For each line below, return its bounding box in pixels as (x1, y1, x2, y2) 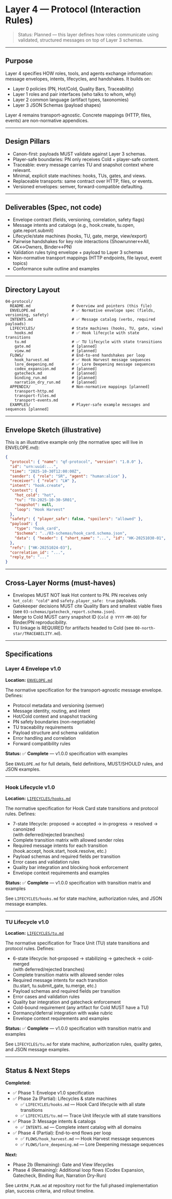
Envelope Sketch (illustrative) (5, 425, 101, 434)
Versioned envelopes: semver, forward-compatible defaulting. (12, 183, 144, 189)
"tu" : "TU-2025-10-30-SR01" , (14, 497, 77, 502)
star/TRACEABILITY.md (12, 631, 59, 636)
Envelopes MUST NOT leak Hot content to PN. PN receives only (12, 592, 147, 598)
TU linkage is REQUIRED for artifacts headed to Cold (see (12, 624, 134, 631)
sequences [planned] (5, 407, 50, 412)
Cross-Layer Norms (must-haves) (5, 578, 116, 587)
